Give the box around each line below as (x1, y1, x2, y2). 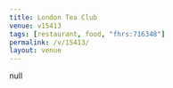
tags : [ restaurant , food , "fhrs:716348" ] (9, 29, 166, 38)
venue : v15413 (9, 21, 62, 30)
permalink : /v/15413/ (9, 37, 90, 47)
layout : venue (9, 46, 62, 55)
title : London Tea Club (9, 12, 98, 22)
